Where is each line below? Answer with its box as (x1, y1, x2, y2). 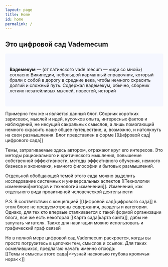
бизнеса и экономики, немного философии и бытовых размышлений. (5, 163, 154, 169)
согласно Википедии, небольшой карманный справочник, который (10, 72, 154, 78)
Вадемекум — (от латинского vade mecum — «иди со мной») (10, 66, 142, 73)
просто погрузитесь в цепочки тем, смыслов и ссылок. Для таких (5, 240, 147, 246)
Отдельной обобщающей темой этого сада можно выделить (5, 173, 135, 179)
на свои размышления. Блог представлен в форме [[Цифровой (5, 132, 140, 138)
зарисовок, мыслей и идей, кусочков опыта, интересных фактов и (5, 116, 147, 122)
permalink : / (5, 21, 33, 27)
